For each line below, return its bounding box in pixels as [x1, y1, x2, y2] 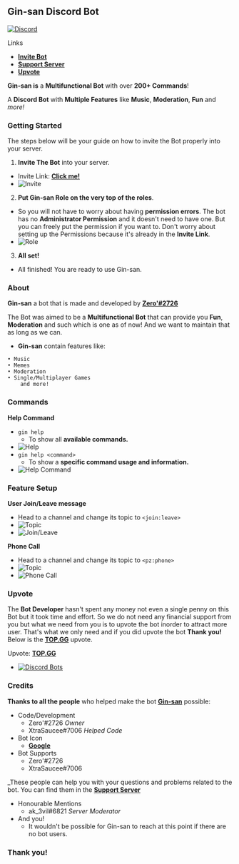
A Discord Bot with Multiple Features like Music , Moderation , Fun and [7, 95, 216, 103]
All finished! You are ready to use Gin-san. [17, 265, 143, 274]
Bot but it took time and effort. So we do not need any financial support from [7, 613, 232, 621]
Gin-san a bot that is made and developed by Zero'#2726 [7, 299, 178, 308]
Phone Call [7, 542, 41, 550]
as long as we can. [7, 328, 63, 337]
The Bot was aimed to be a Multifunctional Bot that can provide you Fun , [7, 313, 223, 322]
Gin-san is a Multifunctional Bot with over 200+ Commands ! [7, 81, 189, 90]
